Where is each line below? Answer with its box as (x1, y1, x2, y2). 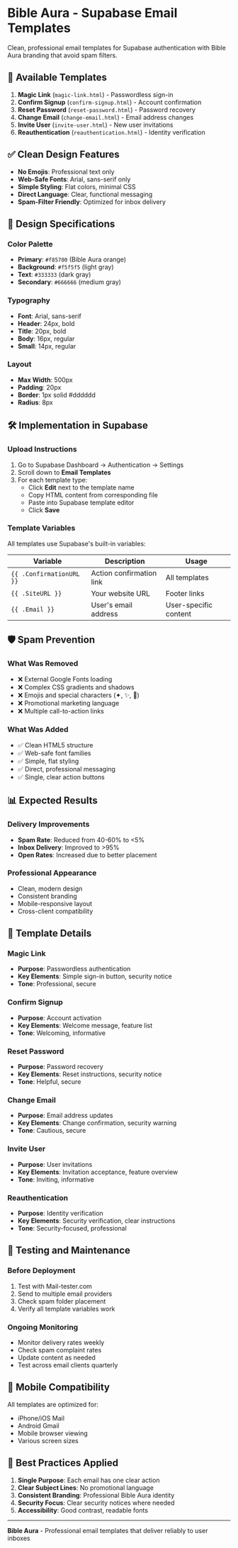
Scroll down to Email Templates (17, 468, 111, 476)
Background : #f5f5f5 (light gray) (17, 263, 115, 271)
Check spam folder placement (17, 1296, 106, 1305)
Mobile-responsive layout (17, 899, 92, 908)
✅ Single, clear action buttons (17, 772, 105, 781)
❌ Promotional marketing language (17, 699, 120, 707)
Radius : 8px (17, 398, 53, 407)
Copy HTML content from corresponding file (28, 490, 158, 499)
